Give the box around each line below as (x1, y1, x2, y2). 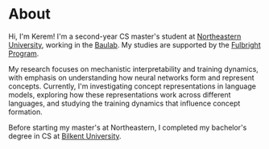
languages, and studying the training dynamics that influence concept (8, 98, 241, 108)
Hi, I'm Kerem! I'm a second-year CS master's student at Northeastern (8, 31, 242, 41)
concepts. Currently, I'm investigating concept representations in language (8, 81, 256, 91)
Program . (8, 48, 39, 58)
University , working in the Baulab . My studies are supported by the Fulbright (8, 39, 261, 49)
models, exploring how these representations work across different (8, 89, 231, 99)
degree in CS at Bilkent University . (8, 130, 122, 141)
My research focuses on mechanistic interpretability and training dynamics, (8, 64, 259, 73)
